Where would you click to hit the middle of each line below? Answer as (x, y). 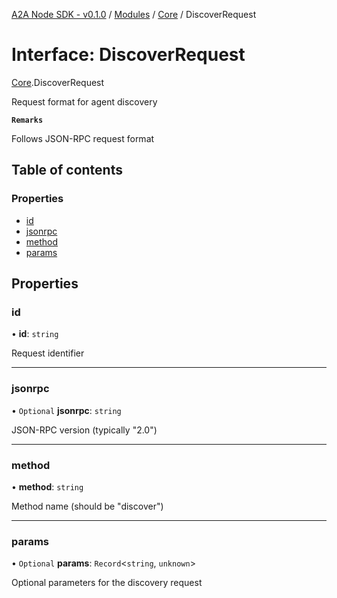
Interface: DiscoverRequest (128, 55)
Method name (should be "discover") (87, 506)
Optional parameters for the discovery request (107, 583)
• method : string (47, 486)
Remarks (27, 120)
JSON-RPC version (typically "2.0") (84, 430)
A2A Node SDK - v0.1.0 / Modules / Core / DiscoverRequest (134, 14)
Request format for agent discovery (84, 101)
